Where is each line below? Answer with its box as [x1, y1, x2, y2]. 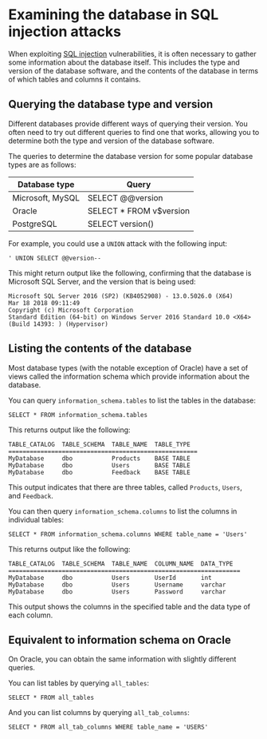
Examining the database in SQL [8, 6, 219, 24]
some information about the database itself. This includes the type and [8, 58, 241, 67]
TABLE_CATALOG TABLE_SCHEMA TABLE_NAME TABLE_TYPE [8, 440, 191, 448]
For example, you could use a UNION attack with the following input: [8, 238, 228, 248]
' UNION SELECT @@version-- [8, 254, 102, 262]
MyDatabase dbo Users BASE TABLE [8, 461, 191, 469]
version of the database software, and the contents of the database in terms [8, 66, 259, 75]
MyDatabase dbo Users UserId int [8, 574, 213, 582]
